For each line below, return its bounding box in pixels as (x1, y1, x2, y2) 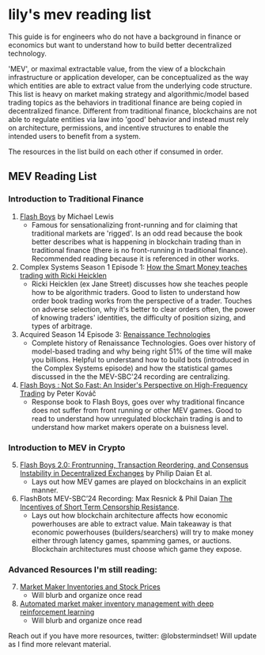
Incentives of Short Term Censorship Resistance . (19, 502, 180, 511)
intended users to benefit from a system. (8, 131, 141, 140)
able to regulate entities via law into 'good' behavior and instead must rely (8, 114, 249, 124)
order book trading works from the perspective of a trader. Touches (31, 296, 252, 305)
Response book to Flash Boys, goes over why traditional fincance (31, 396, 245, 406)
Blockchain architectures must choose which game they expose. (31, 544, 242, 553)
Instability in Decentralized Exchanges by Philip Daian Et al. (19, 468, 213, 477)
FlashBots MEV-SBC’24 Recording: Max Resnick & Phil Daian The (19, 493, 233, 503)
